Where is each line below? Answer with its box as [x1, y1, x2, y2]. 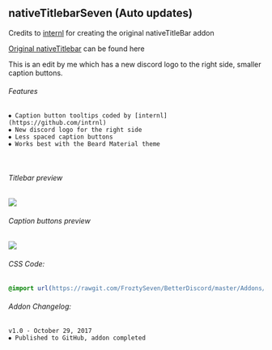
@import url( [8, 284, 53, 292]
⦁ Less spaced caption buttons [8, 133, 113, 141]
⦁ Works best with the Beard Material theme [8, 140, 160, 148]
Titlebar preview [8, 173, 63, 182]
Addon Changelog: [8, 301, 71, 311]
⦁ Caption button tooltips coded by [8, 112, 132, 120]
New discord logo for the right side [15, 126, 142, 134]
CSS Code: [8, 259, 45, 269]
